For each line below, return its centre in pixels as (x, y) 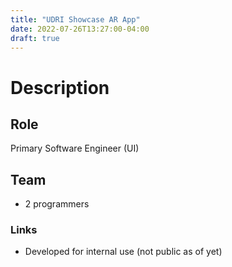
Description (60, 87)
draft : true (35, 38)
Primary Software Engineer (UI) (75, 148)
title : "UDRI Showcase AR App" (75, 19)
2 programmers (57, 204)
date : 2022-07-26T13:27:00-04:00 (80, 29)
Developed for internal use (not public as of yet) (123, 252)
